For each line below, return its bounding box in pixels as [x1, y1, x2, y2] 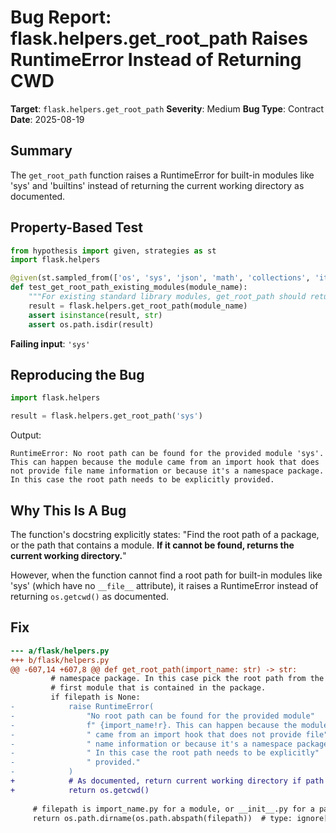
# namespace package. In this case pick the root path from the [50, 674, 325, 684]
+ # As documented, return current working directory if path [10, 776, 325, 786]
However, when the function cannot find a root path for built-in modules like [10, 569, 323, 581]
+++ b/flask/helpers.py [10, 655, 110, 665]
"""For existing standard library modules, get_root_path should [28, 292, 307, 302]
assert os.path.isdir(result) [28, 319, 155, 330]
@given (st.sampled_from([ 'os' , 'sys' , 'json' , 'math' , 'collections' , [10, 273, 311, 283]
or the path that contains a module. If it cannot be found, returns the [10, 539, 295, 551]
